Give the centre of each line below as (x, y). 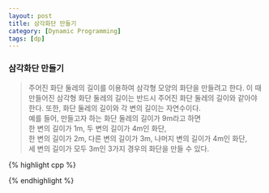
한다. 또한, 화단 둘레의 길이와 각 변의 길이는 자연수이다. (114, 108)
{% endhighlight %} (41, 180)
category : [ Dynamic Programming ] (65, 31)
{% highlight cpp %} (43, 165)
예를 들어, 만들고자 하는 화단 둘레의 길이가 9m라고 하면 (114, 118)
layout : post (30, 16)
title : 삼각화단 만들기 (43, 24)
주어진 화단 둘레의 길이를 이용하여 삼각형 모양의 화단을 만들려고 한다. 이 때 (145, 88)
